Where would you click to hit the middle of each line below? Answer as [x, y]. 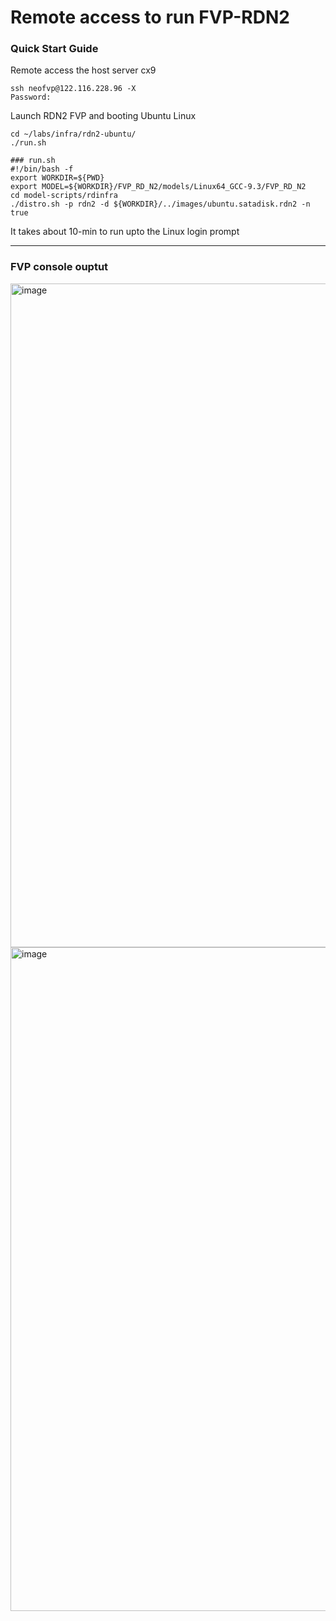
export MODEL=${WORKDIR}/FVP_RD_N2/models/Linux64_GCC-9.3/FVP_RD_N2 [158, 187]
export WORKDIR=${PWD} [57, 178]
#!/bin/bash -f [42, 169]
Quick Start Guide [54, 49]
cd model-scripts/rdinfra [64, 196]
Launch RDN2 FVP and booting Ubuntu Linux [103, 116]
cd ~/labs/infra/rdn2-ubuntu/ [73, 134]
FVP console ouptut [59, 267]
